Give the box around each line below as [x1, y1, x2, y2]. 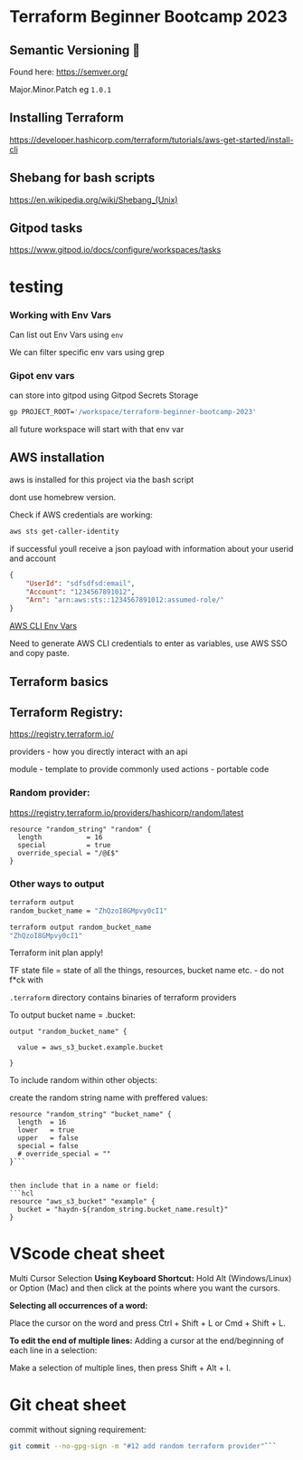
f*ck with [9, 974, 43, 985]
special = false [17, 1142, 79, 1151]
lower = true [17, 1126, 75, 1135]
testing [9, 276, 64, 296]
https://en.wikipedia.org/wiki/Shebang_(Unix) [9, 194, 178, 205]
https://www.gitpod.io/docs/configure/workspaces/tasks [9, 245, 222, 256]
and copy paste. [9, 648, 70, 659]
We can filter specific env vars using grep [9, 346, 165, 357]
